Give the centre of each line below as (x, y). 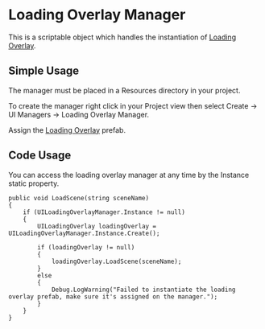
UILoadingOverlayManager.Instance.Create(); (84, 233)
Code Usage (40, 156)
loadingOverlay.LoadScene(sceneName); (116, 261)
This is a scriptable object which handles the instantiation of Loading (122, 37)
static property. (34, 183)
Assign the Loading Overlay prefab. (67, 130)
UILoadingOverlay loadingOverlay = (97, 226)
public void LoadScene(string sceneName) (79, 198)
